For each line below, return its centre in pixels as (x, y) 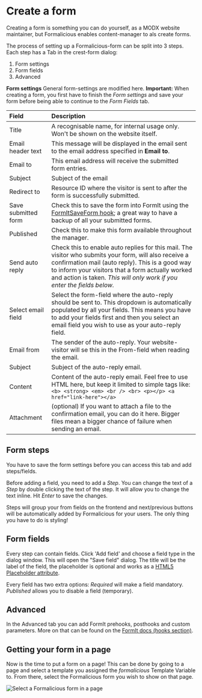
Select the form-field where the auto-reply (112, 294)
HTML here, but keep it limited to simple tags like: (121, 384)
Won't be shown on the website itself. (104, 134)
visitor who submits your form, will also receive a (120, 255)
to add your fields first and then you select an (115, 317)
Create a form (41, 11)
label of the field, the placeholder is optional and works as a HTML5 (90, 566)
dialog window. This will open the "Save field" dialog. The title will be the (96, 560)
